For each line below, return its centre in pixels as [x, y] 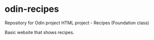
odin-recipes [32, 9]
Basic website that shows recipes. [39, 32]
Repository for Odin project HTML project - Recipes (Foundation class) [77, 23]
